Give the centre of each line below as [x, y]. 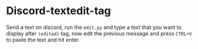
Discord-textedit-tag [59, 11]
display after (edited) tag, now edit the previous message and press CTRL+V [99, 33]
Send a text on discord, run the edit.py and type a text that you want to [94, 27]
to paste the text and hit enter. [43, 40]
